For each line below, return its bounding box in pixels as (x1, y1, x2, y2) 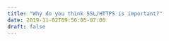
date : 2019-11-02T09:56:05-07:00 (7, 17, 106, 24)
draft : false (7, 23, 46, 30)
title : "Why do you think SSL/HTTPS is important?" (7, 10, 163, 17)
